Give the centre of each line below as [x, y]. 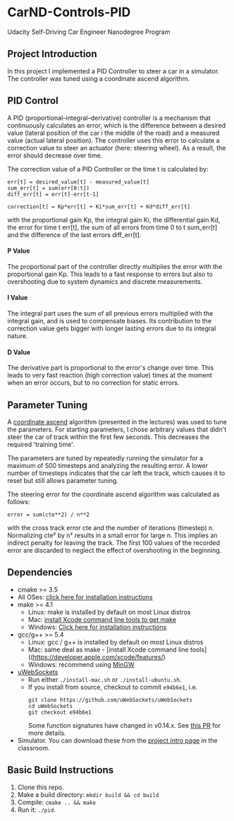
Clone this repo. [41, 787]
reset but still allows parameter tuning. [63, 480]
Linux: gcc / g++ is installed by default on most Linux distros [116, 642]
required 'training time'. [41, 444]
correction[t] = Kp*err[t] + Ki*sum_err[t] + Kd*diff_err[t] [99, 206]
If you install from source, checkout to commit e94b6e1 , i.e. [113, 687]
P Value [19, 251]
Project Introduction [52, 54]
